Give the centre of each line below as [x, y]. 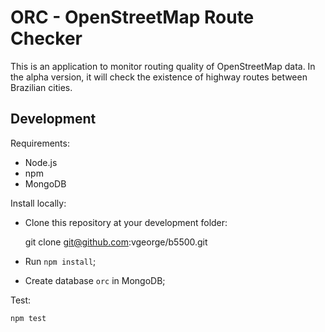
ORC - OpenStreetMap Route [132, 17]
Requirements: [40, 143]
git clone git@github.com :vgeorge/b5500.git [116, 242]
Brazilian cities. [41, 87]
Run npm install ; [60, 261]
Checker [46, 38]
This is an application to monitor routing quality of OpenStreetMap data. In [163, 66]
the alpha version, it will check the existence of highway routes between [159, 77]
